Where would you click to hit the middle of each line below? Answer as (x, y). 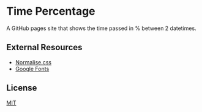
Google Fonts (32, 69)
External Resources (44, 47)
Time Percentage (51, 11)
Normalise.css (33, 62)
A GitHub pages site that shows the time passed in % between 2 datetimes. (102, 28)
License (22, 88)
